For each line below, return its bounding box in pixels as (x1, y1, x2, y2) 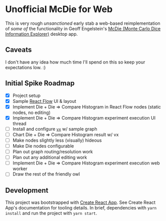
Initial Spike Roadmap (5, 79, 75, 88)
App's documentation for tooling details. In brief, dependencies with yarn (5, 205, 157, 211)
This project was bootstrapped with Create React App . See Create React (5, 199, 156, 205)
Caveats (5, 45, 32, 54)
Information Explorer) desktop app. (5, 31, 78, 37)
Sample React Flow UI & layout (12, 98, 77, 104)
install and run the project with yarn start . (5, 210, 97, 216)
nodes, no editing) (12, 109, 51, 116)
